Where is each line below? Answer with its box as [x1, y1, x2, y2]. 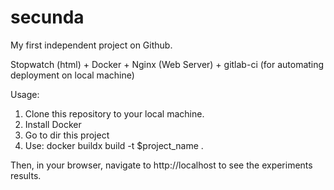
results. [10, 169, 42, 181]
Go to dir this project [24, 129, 110, 141]
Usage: [10, 88, 40, 100]
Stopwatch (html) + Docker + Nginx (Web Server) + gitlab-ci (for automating [10, 58, 325, 70]
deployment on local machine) [10, 69, 135, 81]
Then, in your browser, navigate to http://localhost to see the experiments [10, 159, 313, 171]
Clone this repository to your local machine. [24, 107, 205, 120]
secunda [10, 6, 85, 29]
